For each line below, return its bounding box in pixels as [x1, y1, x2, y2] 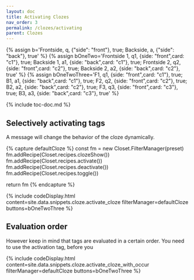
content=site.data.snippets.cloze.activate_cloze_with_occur [6, 261, 150, 268]
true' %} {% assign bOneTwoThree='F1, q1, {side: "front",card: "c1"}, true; [6, 71, 183, 78]
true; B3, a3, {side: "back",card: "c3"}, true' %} [6, 90, 119, 97]
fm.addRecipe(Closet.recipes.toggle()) [6, 170, 99, 177]
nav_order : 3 [6, 19, 38, 25]
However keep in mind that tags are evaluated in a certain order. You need [6, 237, 185, 244]
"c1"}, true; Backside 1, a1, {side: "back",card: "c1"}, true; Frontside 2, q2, [6, 59, 181, 66]
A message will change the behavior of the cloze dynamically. [6, 133, 155, 140]
